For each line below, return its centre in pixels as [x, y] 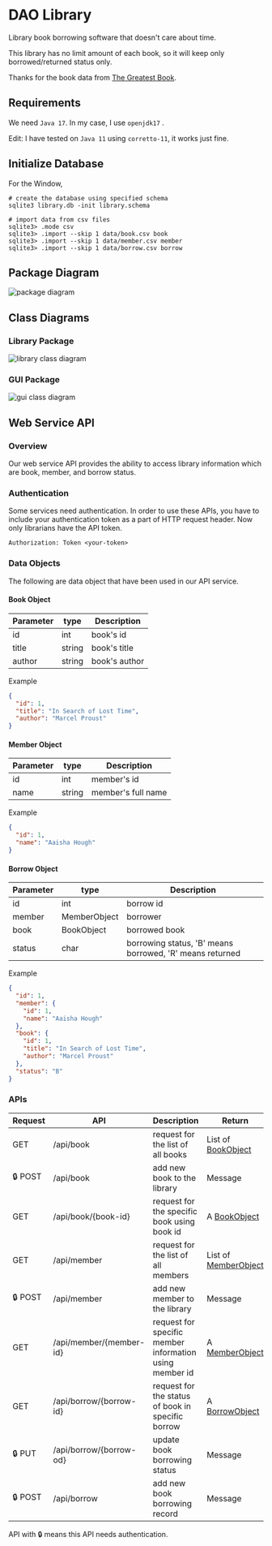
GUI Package [34, 379]
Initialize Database [56, 164]
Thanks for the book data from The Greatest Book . [92, 77]
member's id [115, 779]
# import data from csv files [59, 220]
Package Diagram [54, 272]
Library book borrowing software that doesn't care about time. [113, 37]
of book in [172, 1406]
